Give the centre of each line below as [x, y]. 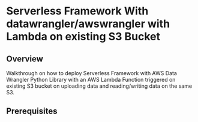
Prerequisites [32, 111]
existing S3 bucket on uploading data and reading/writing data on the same [99, 86]
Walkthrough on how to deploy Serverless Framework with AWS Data [91, 73]
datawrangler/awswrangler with [88, 24]
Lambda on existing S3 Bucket [83, 37]
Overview [25, 59]
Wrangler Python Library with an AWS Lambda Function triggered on [91, 80]
